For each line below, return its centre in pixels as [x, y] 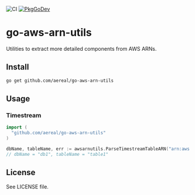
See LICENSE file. [27, 186]
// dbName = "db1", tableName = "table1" [57, 154]
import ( [17, 128]
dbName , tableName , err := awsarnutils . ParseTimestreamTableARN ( [87, 149]
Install [18, 67]
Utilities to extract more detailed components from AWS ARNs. [81, 48]
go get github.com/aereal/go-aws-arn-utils [60, 81]
